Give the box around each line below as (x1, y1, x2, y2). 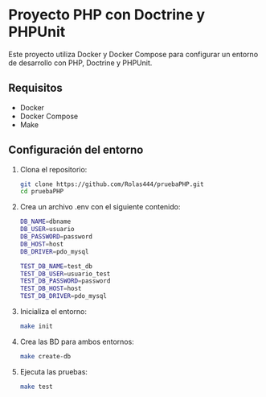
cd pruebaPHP (19, 188, 64, 196)
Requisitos (8, 81, 63, 95)
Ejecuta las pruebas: (19, 366, 88, 376)
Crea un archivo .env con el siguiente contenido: (19, 202, 181, 212)
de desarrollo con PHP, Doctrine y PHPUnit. (8, 58, 153, 68)
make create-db (19, 352, 72, 360)
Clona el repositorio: (19, 164, 88, 174)
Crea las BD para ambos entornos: (19, 337, 134, 346)
